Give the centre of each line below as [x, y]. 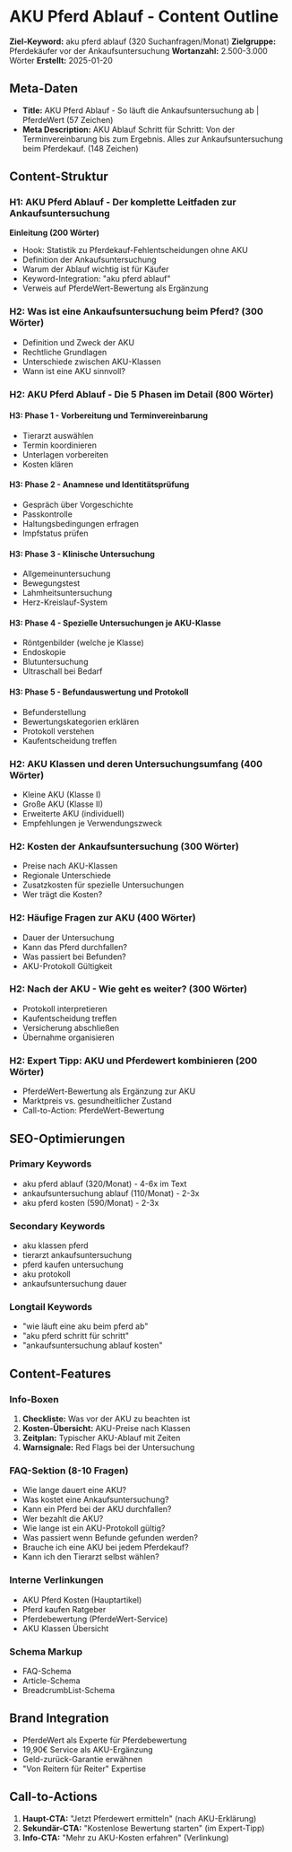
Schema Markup [46, 1651]
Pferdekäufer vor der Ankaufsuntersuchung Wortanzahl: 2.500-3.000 [139, 50]
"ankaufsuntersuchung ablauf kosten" [92, 1345]
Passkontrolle [47, 514]
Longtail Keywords [51, 1307]
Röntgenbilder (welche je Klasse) [83, 642]
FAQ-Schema [47, 1672]
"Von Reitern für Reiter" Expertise [84, 1769]
